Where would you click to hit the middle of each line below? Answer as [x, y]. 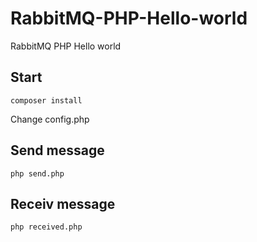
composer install [46, 100]
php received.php [46, 227]
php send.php [37, 173]
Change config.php [50, 119]
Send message [57, 150]
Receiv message [63, 203]
